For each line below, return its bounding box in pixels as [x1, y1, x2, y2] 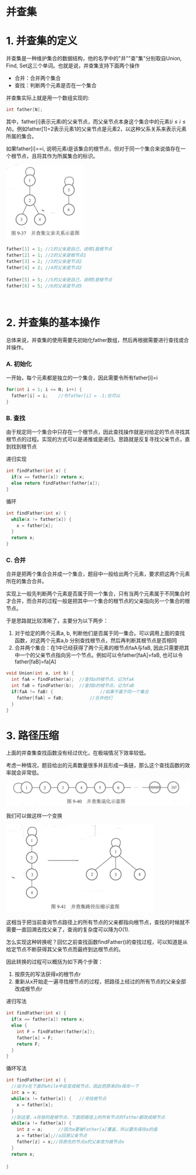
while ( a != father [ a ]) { [11, 1121, 72, 1126]
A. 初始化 [6, 359, 32, 368]
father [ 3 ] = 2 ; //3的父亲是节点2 [6, 258, 82, 264]
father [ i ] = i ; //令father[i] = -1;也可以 [11, 393, 121, 399]
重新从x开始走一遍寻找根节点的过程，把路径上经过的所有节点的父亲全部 [14, 978, 187, 985]
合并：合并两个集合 [14, 74, 61, 82]
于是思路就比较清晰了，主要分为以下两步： [6, 617, 108, 624]
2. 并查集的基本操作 [6, 316, 100, 330]
